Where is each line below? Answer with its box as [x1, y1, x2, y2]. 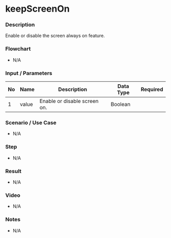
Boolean [110, 101, 131, 108]
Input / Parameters [5, 70, 52, 77]
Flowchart [5, 45, 31, 52]
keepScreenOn [5, 3, 70, 15]
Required [140, 86, 163, 93]
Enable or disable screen [39, 97, 99, 105]
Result [5, 167, 22, 175]
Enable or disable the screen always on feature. [5, 32, 105, 39]
